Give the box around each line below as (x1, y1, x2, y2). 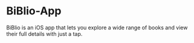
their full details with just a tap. (6, 30, 83, 37)
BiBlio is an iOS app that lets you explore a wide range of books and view (6, 24, 188, 31)
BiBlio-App (6, 4, 62, 18)
